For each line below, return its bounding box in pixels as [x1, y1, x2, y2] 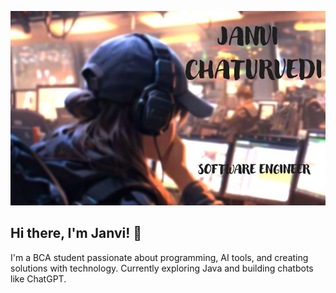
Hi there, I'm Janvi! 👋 [10, 225, 143, 242]
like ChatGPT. [10, 272, 67, 285]
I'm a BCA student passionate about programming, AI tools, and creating [10, 251, 309, 263]
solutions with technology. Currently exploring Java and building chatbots [10, 262, 314, 274]
